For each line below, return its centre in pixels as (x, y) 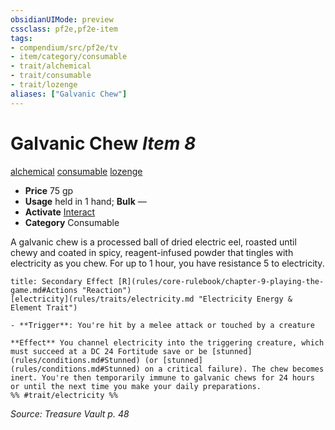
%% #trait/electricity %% (64, 395)
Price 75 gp (49, 190)
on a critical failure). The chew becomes (234, 369)
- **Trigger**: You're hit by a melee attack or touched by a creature (162, 325)
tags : (21, 38)
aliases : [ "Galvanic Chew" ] (69, 94)
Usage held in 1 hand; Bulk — (85, 201)
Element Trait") (44, 307)
